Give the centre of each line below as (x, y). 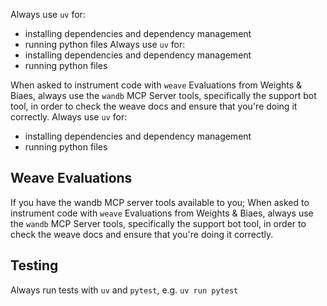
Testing (34, 265)
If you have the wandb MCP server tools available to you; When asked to (160, 202)
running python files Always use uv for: (105, 44)
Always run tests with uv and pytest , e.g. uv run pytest (124, 290)
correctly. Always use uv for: (69, 117)
